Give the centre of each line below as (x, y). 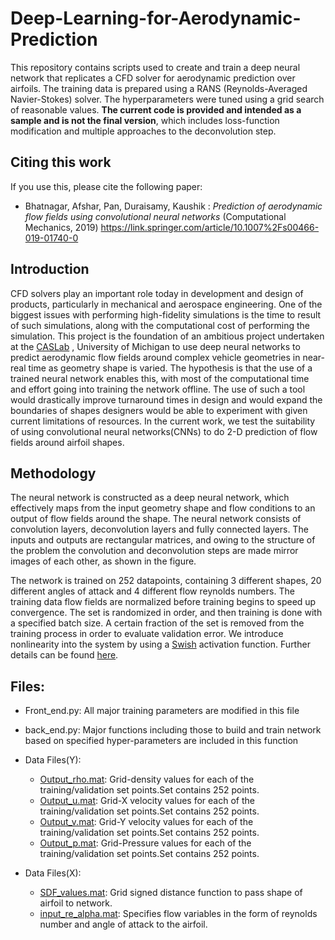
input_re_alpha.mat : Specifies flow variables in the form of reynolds (178, 914)
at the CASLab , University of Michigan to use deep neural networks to (155, 346)
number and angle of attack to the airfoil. (123, 924)
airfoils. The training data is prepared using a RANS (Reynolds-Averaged (159, 88)
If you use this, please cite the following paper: (106, 186)
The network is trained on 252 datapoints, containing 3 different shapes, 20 (166, 581)
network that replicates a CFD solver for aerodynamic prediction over (153, 78)
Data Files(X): (53, 873)
